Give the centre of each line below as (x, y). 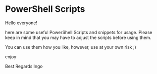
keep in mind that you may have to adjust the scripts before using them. (78, 37)
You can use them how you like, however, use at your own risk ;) (71, 47)
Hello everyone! (21, 23)
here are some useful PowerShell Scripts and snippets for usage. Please (79, 32)
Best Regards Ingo (24, 66)
